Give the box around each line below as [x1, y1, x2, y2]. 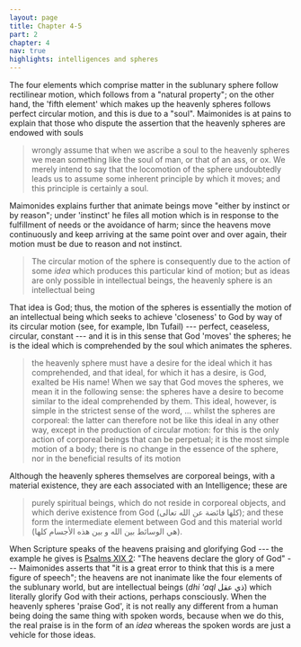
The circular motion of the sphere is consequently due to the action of [31, 256, 291, 266]
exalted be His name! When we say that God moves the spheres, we [31, 377, 285, 387]
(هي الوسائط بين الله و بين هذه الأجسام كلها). [31, 527, 182, 536]
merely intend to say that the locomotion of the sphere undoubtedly [31, 164, 281, 174]
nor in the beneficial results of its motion [31, 453, 181, 464]
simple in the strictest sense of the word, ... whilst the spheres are [31, 405, 276, 416]
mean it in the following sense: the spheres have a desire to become [31, 386, 285, 396]
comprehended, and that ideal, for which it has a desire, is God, [31, 368, 267, 377]
